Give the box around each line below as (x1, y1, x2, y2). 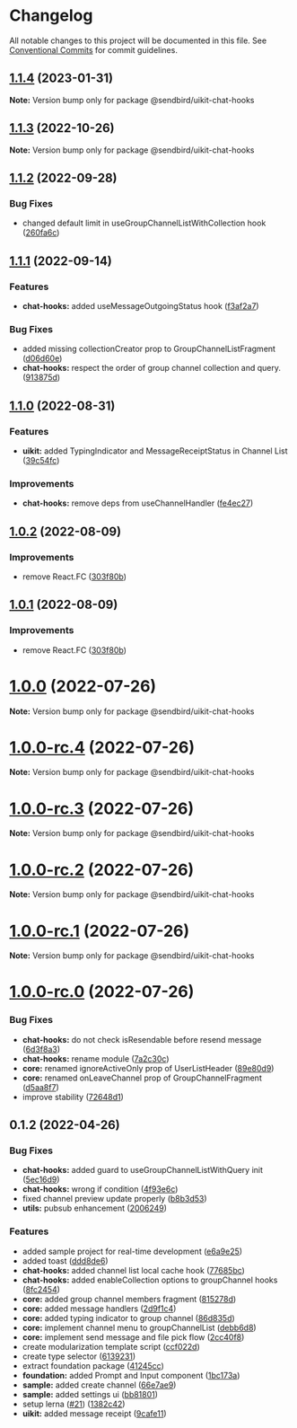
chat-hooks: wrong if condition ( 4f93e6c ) (22, 1184, 179, 1194)
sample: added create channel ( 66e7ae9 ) (22, 1380, 177, 1390)
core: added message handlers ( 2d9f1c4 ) (22, 1303, 177, 1314)
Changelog (9, 5, 93, 26)
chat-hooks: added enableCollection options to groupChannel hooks (22, 1274, 278, 1285)
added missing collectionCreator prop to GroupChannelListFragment (22, 343, 276, 355)
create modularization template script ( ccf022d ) (22, 1341, 200, 1352)
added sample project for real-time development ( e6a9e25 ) (22, 1246, 243, 1256)
